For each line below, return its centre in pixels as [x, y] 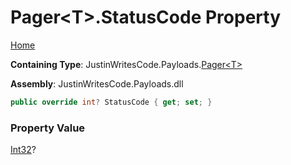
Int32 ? [23, 150]
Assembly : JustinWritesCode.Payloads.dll [97, 83]
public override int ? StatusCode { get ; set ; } [111, 102]
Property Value [48, 128]
